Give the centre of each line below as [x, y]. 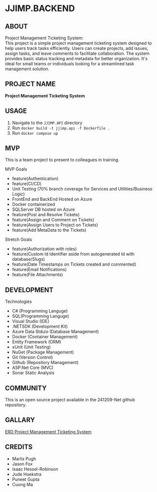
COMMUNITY [26, 388]
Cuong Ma [22, 484]
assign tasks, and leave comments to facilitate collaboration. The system [77, 53]
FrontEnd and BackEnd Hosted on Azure [52, 199]
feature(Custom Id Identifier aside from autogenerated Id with [73, 254]
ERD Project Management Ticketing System [48, 431]
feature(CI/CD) [27, 184]
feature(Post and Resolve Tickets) [46, 215]
